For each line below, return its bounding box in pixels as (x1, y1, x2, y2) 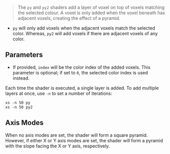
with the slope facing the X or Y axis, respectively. (5, 143, 110, 149)
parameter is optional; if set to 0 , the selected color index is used (12, 69, 148, 75)
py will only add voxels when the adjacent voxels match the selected (12, 25, 155, 31)
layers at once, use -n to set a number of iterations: (5, 90, 113, 96)
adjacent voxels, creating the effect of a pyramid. (17, 15, 121, 21)
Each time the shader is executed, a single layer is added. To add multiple (5, 85, 159, 91)
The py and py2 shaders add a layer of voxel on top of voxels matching (17, 5, 165, 10)
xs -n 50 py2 (5, 105, 33, 110)
